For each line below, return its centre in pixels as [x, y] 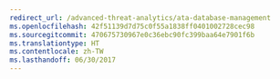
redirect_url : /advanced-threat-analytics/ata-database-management [140, 18]
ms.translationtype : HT [55, 43]
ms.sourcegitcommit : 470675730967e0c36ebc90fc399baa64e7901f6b [132, 35]
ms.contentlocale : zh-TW [57, 52]
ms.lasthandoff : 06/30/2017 [63, 60]
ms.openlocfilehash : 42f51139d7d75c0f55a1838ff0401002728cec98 [132, 26]
